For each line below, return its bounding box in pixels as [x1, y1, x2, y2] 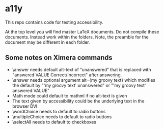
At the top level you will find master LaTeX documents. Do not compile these [5, 29, 160, 34]
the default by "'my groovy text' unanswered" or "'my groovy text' [12, 82, 146, 88]
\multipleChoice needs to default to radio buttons [12, 114, 112, 120]
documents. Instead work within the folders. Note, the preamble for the [5, 34, 149, 40]
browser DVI [12, 103, 38, 109]
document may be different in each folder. [5, 39, 90, 45]
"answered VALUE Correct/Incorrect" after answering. [12, 72, 122, 78]
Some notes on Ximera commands [5, 54, 113, 62]
